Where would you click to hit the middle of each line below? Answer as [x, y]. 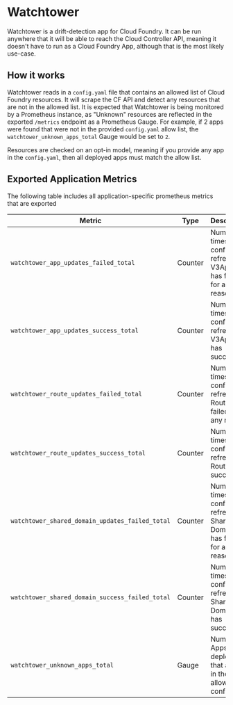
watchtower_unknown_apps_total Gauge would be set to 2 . [89, 136]
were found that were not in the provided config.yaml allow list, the [103, 129]
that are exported [32, 203]
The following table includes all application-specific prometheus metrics [110, 196]
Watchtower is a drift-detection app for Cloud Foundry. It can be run [104, 31]
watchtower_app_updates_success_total [75, 330]
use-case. [21, 54]
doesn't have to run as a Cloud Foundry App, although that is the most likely [115, 46]
